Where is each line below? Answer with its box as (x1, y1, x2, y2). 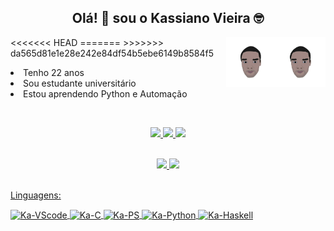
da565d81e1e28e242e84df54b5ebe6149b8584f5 (10, 47, 215, 59)
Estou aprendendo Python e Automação (23, 87, 188, 100)
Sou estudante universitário (23, 77, 137, 89)
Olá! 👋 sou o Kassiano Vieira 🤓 (71, 10, 265, 27)
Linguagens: (10, 189, 62, 201)
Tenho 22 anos (23, 66, 85, 78)
